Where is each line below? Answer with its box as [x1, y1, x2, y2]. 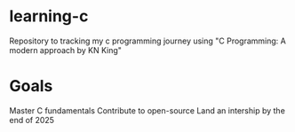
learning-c [9, 6, 89, 27]
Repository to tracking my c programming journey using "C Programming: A [9, 35, 286, 46]
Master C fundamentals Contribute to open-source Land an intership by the [9, 105, 286, 116]
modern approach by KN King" [9, 44, 123, 55]
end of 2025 [9, 114, 55, 125]
